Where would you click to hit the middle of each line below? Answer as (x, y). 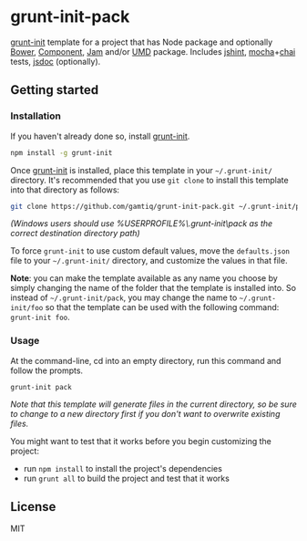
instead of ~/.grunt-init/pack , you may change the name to (124, 297)
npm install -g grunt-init (61, 152)
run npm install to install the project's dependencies (123, 468)
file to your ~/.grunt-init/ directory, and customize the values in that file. (149, 261)
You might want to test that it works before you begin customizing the (141, 441)
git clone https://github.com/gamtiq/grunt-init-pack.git (123, 206)
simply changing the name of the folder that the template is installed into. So (153, 288)
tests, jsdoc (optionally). (56, 61)
